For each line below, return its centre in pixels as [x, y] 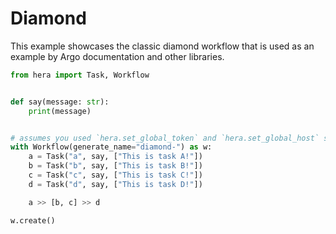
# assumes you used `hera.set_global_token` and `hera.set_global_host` [165, 138]
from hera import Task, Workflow [80, 75]
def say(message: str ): [60, 102]
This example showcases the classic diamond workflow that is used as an [162, 46]
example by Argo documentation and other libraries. [117, 56]
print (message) [60, 111]
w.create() [33, 220]
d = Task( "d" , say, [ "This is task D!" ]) [115, 184]
